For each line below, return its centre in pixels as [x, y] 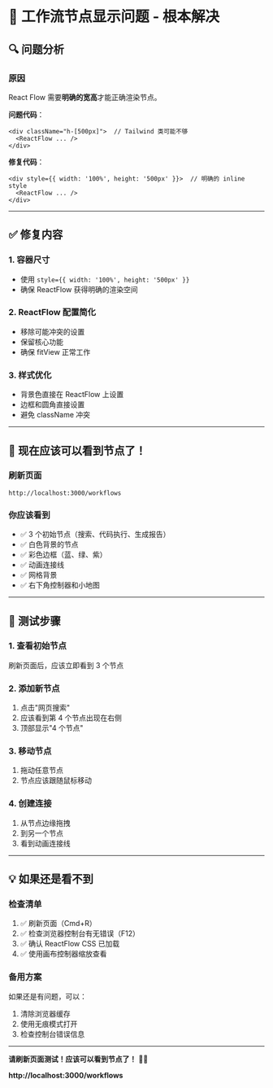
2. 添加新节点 [34, 688]
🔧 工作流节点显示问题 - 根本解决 [114, 17]
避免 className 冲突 [55, 415]
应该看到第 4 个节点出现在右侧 [71, 718]
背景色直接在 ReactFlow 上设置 [72, 395]
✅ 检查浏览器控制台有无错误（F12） [80, 933]
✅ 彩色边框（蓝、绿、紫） [63, 555]
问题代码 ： [26, 114]
